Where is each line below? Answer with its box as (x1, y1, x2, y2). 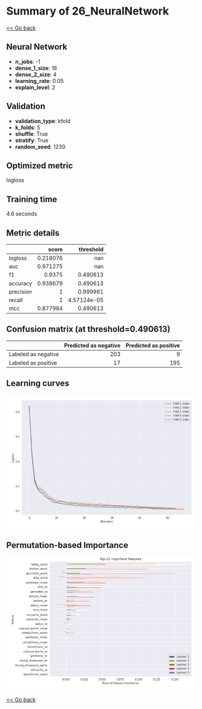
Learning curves (6, 378, 70, 389)
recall (8, 297, 23, 303)
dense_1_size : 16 (15, 64, 57, 71)
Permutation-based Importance (6, 540, 129, 550)
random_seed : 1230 (15, 143, 66, 150)
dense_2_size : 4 (15, 71, 57, 78)
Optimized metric (6, 160, 74, 171)
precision (8, 288, 32, 295)
